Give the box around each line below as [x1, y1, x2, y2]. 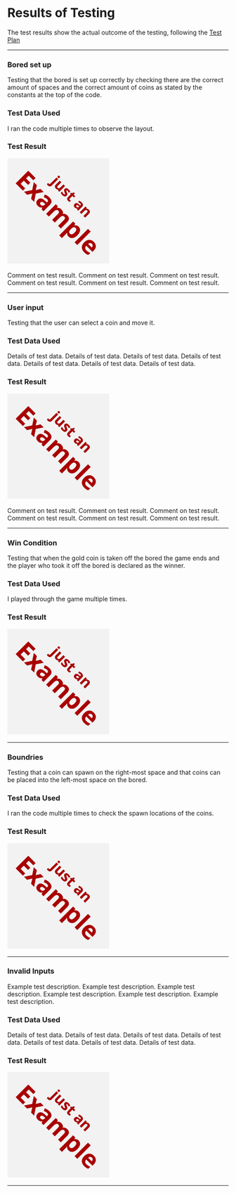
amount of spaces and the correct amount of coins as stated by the [7, 83, 202, 92]
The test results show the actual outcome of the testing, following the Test [7, 28, 223, 37]
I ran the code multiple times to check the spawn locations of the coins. [7, 809, 214, 818]
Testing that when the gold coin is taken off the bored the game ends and [7, 554, 220, 563]
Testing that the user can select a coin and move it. [7, 318, 155, 327]
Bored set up [7, 60, 52, 70]
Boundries [7, 752, 44, 762]
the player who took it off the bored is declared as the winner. [7, 561, 185, 570]
